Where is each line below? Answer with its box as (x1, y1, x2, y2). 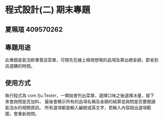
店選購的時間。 (5, 63, 35, 69)
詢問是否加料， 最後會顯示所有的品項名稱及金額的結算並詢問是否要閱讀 (13, 99, 156, 104)
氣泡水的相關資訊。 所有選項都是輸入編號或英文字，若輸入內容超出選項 (5, 105, 147, 111)
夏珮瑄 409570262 (5, 25, 63, 34)
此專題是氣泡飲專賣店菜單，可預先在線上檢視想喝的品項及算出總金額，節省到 (5, 57, 159, 63)
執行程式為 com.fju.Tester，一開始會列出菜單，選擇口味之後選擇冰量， (5, 93, 146, 99)
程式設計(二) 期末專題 (5, 4, 91, 16)
